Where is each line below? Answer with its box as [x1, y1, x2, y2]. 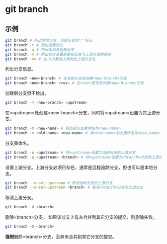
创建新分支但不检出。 [5, 90, 49, 96]
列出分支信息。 [5, 66, 36, 72]
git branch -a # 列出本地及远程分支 [5, 47, 75, 52]
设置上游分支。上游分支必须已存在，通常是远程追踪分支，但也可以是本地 [5, 164, 153, 170]
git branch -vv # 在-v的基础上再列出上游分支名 [5, 56, 96, 62]
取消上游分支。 [5, 195, 36, 201]
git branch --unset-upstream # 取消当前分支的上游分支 [5, 180, 113, 185]
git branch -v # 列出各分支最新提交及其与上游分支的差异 [5, 52, 111, 57]
